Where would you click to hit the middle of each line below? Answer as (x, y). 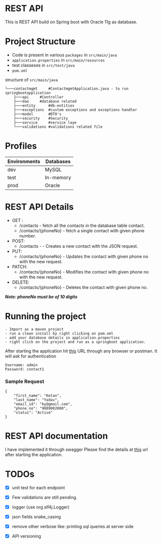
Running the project (45, 316)
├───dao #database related (45, 101)
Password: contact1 (25, 369)
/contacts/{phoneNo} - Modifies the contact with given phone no (84, 272)
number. (28, 236)
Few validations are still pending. (44, 497)
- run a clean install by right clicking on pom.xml (59, 333)
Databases (58, 161)
